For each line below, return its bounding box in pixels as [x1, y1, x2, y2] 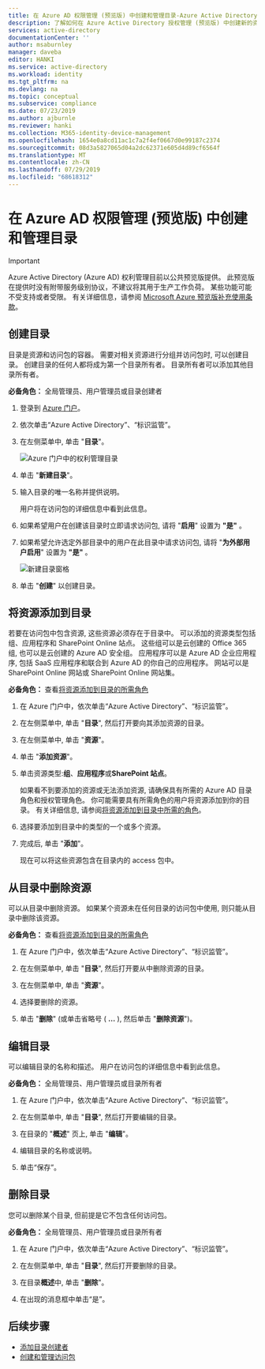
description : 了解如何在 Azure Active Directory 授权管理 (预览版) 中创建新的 [8, 19, 253, 27]
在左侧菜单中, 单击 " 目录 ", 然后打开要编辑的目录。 [19, 1112, 181, 1122]
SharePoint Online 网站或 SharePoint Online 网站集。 [8, 668, 179, 678]
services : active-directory [8, 26, 101, 34]
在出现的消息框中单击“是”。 [19, 1294, 110, 1303]
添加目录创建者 [19, 1342, 69, 1352]
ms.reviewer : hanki [8, 122, 73, 130]
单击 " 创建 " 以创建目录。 [19, 581, 100, 590]
